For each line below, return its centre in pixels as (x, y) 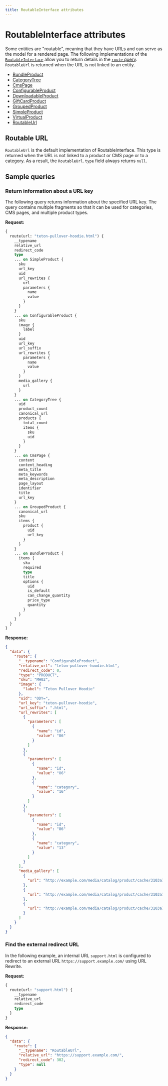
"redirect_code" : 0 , (40, 670)
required (32, 568)
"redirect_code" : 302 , (42, 1060)
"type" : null (32, 1065)
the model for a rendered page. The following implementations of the (76, 54)
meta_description (36, 479)
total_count (36, 423)
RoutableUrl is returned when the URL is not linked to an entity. (70, 65)
